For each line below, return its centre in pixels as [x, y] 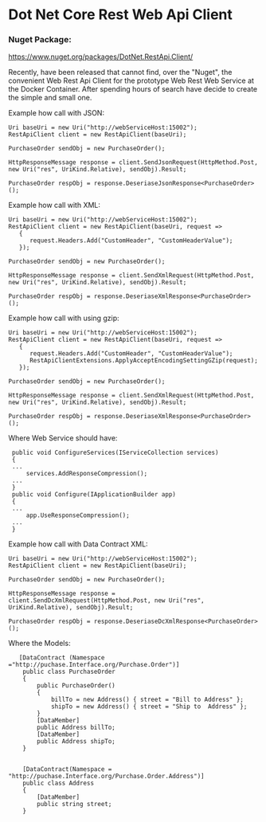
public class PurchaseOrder [69, 672]
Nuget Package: [40, 40]
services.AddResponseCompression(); [87, 474]
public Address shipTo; [76, 742]
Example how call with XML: [55, 205]
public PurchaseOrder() [76, 686]
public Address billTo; [76, 728]
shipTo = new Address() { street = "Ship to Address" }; [149, 707]
